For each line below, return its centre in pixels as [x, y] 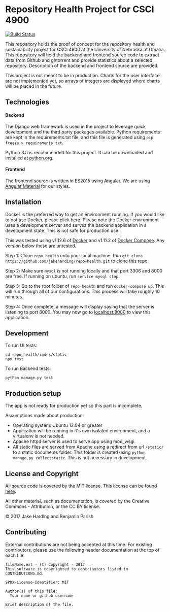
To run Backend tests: [28, 368]
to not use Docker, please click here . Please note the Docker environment [82, 220]
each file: [15, 555]
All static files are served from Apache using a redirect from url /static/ [88, 447]
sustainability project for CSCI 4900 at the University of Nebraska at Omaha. [85, 49]
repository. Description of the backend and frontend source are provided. [82, 65]
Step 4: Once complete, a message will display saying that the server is [80, 307]
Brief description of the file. [39, 604]
